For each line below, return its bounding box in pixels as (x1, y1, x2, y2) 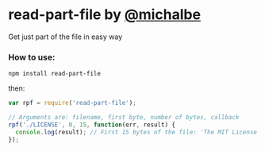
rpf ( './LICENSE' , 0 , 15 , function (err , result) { (8, 121, 176, 129)
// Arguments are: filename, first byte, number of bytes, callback (8, 114, 240, 122)
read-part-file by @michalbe (8, 6, 201, 24)
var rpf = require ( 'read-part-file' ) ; (8, 99, 136, 107)
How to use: (8, 52, 56, 63)
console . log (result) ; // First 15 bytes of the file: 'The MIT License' (15, 128, 261, 136)
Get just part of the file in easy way (8, 32, 123, 41)
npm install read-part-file (8, 70, 102, 78)
